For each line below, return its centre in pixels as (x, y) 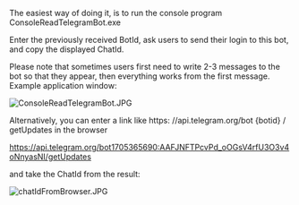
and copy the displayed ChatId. (67, 49)
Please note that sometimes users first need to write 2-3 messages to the (145, 67)
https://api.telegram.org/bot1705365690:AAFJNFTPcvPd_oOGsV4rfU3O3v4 (149, 147)
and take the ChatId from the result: (75, 174)
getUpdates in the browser (59, 130)
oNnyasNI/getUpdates (51, 157)
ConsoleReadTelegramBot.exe (65, 22)
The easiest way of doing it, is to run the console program (116, 13)
